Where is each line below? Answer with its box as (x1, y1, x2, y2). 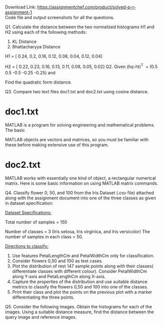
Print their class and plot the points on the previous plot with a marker (12, 289, 152, 295)
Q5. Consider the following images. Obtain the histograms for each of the (5, 304, 152, 310)
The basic (5, 127, 25, 133)
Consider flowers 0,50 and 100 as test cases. (12, 258, 103, 264)
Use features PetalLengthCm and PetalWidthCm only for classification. (12, 253, 155, 259)
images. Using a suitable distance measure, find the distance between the (5, 309, 154, 315)
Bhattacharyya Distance (12, 44, 61, 49)
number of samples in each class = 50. (5, 234, 83, 240)
